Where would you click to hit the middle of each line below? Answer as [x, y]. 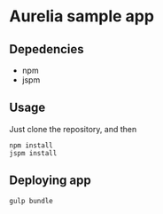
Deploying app [50, 181]
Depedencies [47, 49]
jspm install [33, 153]
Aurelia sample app [82, 16]
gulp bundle [31, 201]
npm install [31, 145]
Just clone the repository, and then [73, 129]
